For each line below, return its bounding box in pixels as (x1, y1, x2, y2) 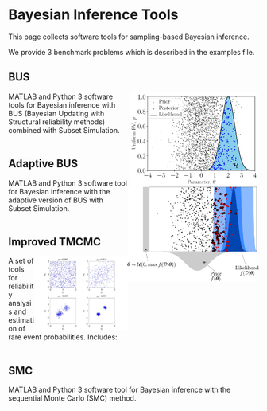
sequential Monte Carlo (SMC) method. (8, 393, 137, 403)
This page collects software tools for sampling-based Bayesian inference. (8, 32, 250, 41)
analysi (8, 299, 32, 308)
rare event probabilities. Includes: (8, 332, 118, 342)
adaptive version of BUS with (8, 195, 103, 205)
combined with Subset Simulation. (8, 125, 120, 135)
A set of (8, 256, 34, 266)
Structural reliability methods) (8, 117, 106, 127)
